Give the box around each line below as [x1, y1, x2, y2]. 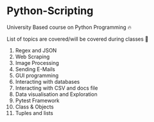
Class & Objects [15, 103, 54, 110]
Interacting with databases [15, 78, 80, 85]
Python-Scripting [6, 4, 93, 18]
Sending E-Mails [15, 65, 55, 72]
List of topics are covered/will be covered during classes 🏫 [6, 35, 149, 42]
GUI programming [15, 72, 59, 79]
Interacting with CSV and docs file [15, 84, 98, 91]
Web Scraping [15, 53, 50, 60]
